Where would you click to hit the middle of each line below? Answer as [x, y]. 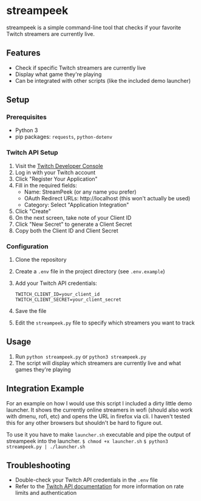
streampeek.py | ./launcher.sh [46, 447]
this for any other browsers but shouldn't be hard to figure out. [84, 422]
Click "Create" [33, 211]
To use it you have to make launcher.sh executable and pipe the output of [99, 434]
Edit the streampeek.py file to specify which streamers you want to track [105, 323]
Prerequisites [26, 117]
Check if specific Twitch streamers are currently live [80, 68]
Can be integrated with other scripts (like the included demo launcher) [103, 80]
